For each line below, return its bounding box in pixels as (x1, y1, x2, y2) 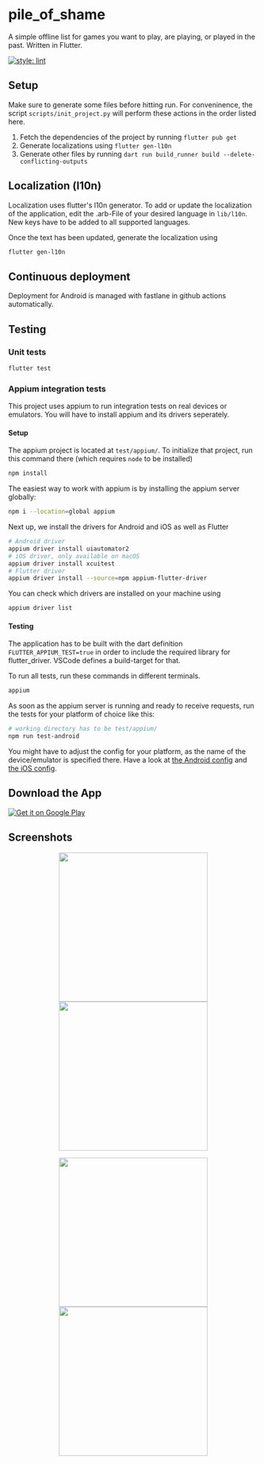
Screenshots (8, 831, 73, 845)
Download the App (8, 786, 102, 800)
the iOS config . (8, 763, 57, 773)
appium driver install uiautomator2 (8, 545, 129, 553)
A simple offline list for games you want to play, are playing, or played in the (8, 32, 256, 41)
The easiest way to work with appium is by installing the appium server (8, 483, 240, 494)
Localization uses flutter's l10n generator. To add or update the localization (8, 200, 252, 210)
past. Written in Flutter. (8, 40, 83, 49)
